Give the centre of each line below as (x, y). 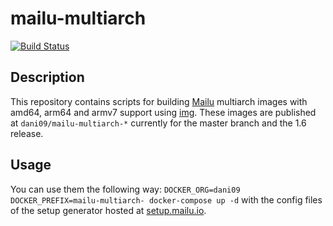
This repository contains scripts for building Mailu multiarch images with (159, 101)
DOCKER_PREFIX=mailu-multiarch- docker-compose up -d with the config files (166, 199)
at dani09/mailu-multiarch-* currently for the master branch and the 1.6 (158, 123)
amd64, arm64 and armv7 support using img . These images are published (163, 112)
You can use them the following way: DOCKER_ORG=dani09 (125, 189)
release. (27, 133)
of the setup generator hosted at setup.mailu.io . (108, 210)
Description (47, 77)
